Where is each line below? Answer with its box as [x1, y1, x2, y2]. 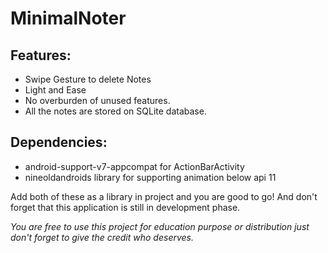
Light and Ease [24, 84, 87, 96]
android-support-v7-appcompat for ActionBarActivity [24, 160, 245, 172]
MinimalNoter [10, 7, 127, 30]
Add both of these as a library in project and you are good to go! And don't [10, 190, 318, 202]
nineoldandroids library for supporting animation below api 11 [24, 171, 277, 183]
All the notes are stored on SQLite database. [24, 105, 207, 117]
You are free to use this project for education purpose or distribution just [10, 220, 310, 232]
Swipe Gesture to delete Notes [24, 73, 152, 85]
